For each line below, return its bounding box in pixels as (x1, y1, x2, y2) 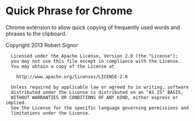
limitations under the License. (11, 110, 91, 116)
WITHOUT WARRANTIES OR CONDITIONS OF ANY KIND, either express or (11, 94, 178, 100)
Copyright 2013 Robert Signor (5, 42, 78, 49)
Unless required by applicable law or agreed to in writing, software (11, 84, 189, 90)
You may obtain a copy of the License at (11, 63, 115, 69)
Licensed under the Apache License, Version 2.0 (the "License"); (11, 53, 178, 59)
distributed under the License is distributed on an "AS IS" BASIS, (11, 89, 184, 95)
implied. (5, 100, 27, 106)
